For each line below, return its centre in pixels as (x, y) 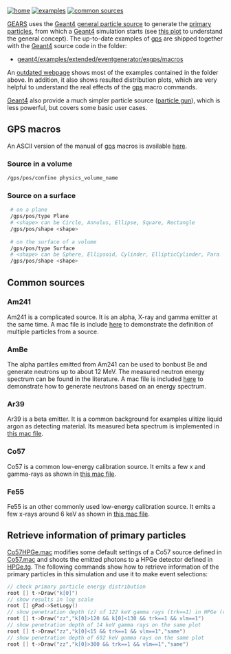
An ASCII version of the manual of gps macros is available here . (97, 146)
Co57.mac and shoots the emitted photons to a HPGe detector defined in (110, 559)
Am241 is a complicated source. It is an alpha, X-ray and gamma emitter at (112, 317)
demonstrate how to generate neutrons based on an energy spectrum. (107, 386)
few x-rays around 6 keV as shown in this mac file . (78, 514)
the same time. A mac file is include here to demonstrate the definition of (110, 324)
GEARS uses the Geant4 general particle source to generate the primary (109, 24)
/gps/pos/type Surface (43, 248)
